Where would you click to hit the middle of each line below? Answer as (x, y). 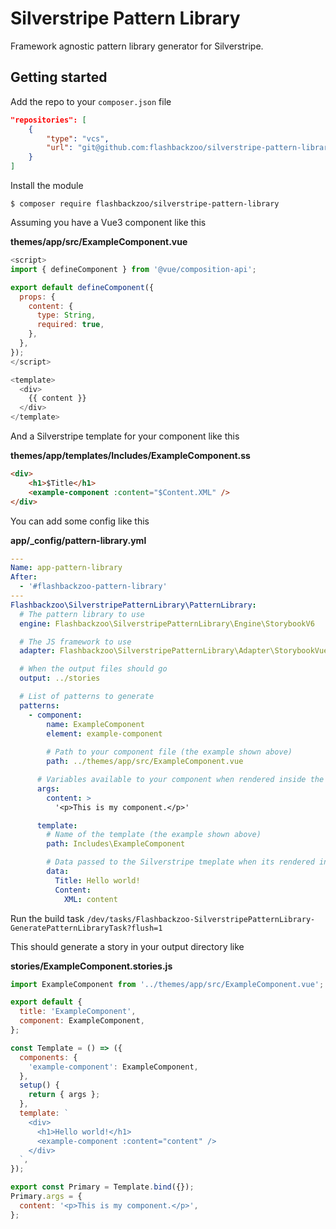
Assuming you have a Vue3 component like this (108, 222)
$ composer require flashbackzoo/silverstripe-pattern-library (145, 204)
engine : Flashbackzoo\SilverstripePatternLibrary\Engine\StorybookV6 (167, 623)
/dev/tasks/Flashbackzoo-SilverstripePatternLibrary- (201, 919)
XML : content (90, 899)
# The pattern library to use (82, 614)
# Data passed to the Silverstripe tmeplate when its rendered (180, 862)
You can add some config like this (80, 521)
